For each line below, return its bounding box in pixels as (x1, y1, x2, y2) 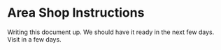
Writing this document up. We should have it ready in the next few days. (7, 28, 215, 36)
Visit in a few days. (7, 35, 62, 43)
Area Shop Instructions (7, 5, 145, 21)
